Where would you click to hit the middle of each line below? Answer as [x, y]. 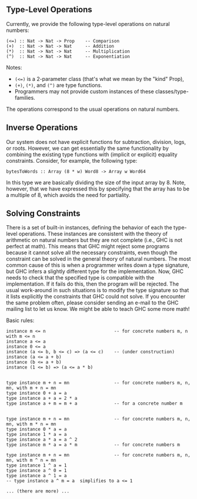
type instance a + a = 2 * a [42, 398]
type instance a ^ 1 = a [36, 476]
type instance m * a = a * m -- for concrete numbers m [93, 445]
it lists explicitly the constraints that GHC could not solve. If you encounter [96, 297]
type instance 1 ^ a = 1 [36, 465]
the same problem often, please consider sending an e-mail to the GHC [92, 303]
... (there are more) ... [38, 491]
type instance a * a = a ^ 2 [42, 440]
